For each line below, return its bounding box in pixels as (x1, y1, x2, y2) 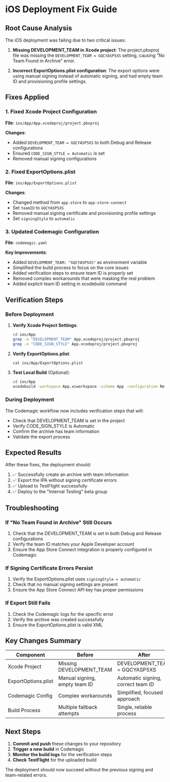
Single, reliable (117, 703, 152, 711)
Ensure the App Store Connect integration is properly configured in (12, 546, 153, 553)
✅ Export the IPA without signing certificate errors (12, 477, 117, 483)
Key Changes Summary (5, 637, 81, 645)
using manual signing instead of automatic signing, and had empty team (12, 73, 163, 79)
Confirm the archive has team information (12, 428, 100, 434)
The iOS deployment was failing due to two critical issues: (5, 37, 126, 43)
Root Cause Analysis (5, 24, 72, 32)
